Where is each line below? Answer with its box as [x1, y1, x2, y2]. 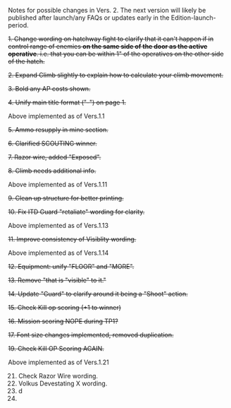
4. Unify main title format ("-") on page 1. [8, 98, 126, 107]
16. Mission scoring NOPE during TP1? [8, 317, 118, 325]
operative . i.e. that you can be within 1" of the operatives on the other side [8, 49, 224, 58]
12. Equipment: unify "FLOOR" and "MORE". [8, 263, 135, 270]
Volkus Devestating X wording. [18, 379, 108, 388]
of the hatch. [8, 57, 45, 66]
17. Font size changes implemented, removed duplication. [8, 331, 174, 339]
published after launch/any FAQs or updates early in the [8, 13, 170, 22]
